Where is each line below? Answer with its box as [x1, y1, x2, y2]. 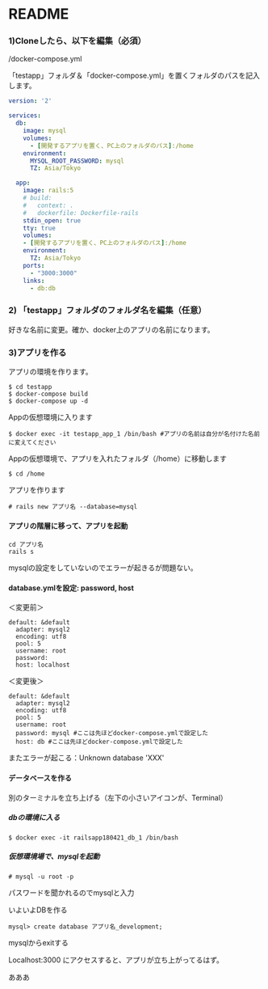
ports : [23, 261, 45, 269]
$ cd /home [8, 470, 45, 478]
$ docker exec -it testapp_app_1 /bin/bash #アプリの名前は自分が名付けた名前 [8, 430, 261, 438]
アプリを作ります [8, 485, 65, 495]
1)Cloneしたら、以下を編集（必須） [8, 36, 147, 47]
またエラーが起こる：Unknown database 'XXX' [8, 753, 165, 763]
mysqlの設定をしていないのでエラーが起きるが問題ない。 [8, 563, 198, 573]
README [8, 5, 69, 23]
